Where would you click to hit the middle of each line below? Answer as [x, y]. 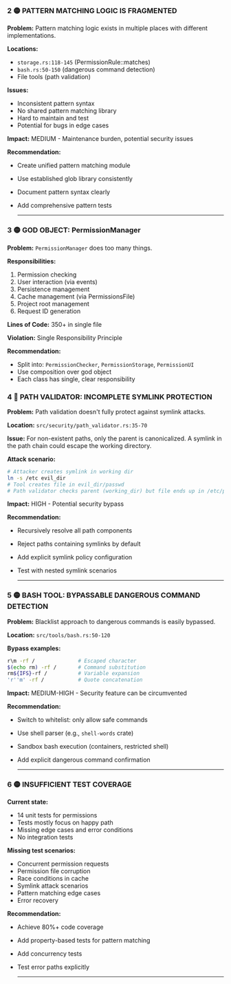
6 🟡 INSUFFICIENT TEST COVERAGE [69, 784]
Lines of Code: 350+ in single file [54, 324]
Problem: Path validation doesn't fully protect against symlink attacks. [107, 411]
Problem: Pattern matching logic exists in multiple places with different [108, 28]
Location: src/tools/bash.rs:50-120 [59, 634]
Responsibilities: [32, 261]
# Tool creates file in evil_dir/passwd [66, 484]
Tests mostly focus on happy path [65, 823]
